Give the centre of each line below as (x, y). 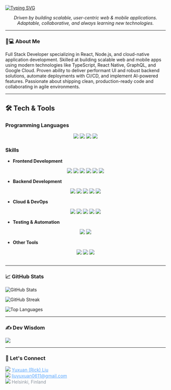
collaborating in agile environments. (43, 87)
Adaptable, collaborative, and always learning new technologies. (85, 23)
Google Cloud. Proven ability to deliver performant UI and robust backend (82, 71)
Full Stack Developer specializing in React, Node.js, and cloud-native (77, 54)
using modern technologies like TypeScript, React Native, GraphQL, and (81, 65)
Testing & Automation (36, 222)
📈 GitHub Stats (25, 277)
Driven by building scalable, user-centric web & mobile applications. (85, 18)
